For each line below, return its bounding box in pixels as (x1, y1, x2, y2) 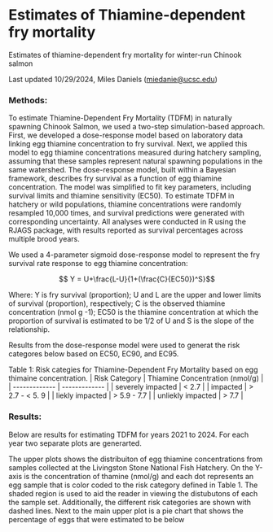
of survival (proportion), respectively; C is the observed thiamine (8, 299, 226, 308)
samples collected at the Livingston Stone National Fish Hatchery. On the (8, 462, 254, 473)
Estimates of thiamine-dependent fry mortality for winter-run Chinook (8, 50, 242, 59)
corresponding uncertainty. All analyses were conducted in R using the (8, 217, 247, 227)
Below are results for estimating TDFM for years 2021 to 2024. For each (8, 430, 249, 439)
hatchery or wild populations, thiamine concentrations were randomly (8, 199, 242, 209)
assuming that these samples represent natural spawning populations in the (8, 156, 263, 166)
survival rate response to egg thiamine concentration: (8, 259, 189, 268)
